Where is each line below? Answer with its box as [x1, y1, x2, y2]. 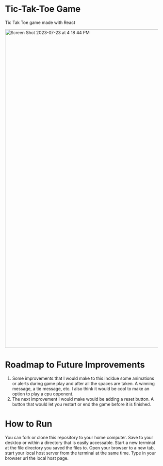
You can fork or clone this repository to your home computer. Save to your [5, 434, 154, 440]
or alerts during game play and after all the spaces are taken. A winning [12, 380, 155, 386]
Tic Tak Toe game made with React [5, 19, 76, 25]
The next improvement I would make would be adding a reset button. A [12, 396, 154, 402]
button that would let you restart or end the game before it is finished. [12, 401, 151, 407]
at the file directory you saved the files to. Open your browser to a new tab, [5, 445, 155, 450]
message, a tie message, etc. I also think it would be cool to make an [12, 386, 149, 391]
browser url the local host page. [5, 455, 69, 461]
